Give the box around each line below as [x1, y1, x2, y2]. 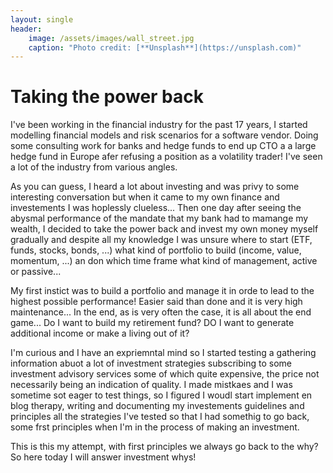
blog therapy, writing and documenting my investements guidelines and [10, 400, 305, 412]
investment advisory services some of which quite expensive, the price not [10, 368, 320, 380]
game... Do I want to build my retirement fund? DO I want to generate [10, 317, 295, 329]
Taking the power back [10, 86, 205, 108]
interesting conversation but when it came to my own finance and [10, 191, 280, 203]
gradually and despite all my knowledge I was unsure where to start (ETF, [10, 234, 313, 246]
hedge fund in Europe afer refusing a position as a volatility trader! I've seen [10, 151, 323, 163]
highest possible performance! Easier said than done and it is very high [10, 296, 303, 308]
